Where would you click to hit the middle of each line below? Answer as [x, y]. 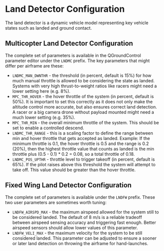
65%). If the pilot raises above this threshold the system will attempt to [84, 164]
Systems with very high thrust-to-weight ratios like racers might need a [84, 86]
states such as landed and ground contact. [49, 28]
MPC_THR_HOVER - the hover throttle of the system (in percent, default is [83, 96]
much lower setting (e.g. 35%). [44, 117]
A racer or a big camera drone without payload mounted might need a [83, 112]
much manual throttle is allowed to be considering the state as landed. [83, 80]
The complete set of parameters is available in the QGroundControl [73, 55]
